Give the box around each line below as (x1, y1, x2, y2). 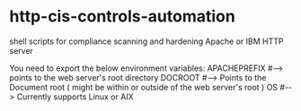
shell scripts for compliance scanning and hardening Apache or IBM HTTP (9, 36, 284, 47)
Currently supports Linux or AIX (16, 91, 134, 102)
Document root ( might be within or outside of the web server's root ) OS (9, 81, 279, 92)
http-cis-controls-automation (9, 6, 235, 27)
